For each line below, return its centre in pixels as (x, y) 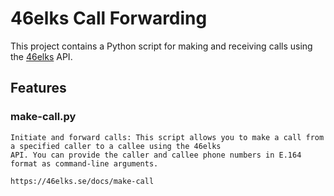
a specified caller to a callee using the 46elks (116, 146)
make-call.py (43, 117)
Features (38, 88)
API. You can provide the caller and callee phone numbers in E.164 (156, 155)
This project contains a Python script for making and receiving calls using (161, 46)
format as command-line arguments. (84, 163)
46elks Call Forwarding (109, 18)
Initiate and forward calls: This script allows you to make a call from (167, 137)
